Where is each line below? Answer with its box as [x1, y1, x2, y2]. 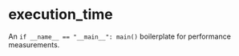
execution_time [8, 6, 114, 24]
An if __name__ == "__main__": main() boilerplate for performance [8, 32, 231, 41]
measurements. [8, 39, 60, 49]
